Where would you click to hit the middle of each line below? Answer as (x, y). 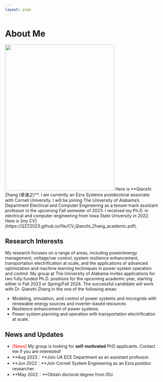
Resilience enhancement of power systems (55, 309)
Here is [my (16, 221)
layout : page (18, 9)
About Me (25, 33)
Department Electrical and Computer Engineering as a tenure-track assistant (81, 205)
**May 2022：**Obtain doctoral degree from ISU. (63, 375)
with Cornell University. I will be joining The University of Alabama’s (72, 200)
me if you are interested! (36, 351)
